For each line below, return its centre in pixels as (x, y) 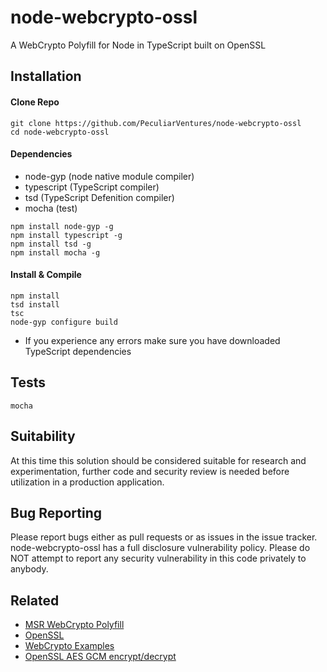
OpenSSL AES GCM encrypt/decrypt (100, 657)
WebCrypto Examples (69, 646)
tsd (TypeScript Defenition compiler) (99, 197)
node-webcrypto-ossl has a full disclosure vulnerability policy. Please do (160, 548)
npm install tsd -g (51, 244)
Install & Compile (46, 275)
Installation (46, 76)
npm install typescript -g (66, 235)
